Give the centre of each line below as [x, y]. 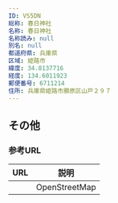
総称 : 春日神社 [30, 23]
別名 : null [25, 46]
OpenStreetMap [66, 188]
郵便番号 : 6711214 [37, 83]
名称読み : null [31, 38]
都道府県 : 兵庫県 [33, 53]
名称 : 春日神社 [30, 31]
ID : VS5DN [25, 16]
